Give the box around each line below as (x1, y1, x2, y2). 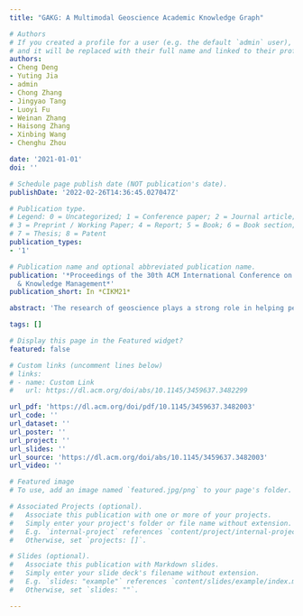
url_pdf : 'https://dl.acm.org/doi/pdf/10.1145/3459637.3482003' (9, 402, 256, 411)
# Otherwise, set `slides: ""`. (9, 585, 140, 594)
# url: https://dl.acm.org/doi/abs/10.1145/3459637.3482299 (9, 386, 248, 395)
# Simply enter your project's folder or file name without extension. (9, 519, 293, 528)
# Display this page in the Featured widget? (9, 336, 183, 345)
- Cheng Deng (9, 63, 59, 72)
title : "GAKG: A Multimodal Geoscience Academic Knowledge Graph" (9, 13, 264, 23)
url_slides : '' (9, 444, 67, 454)
